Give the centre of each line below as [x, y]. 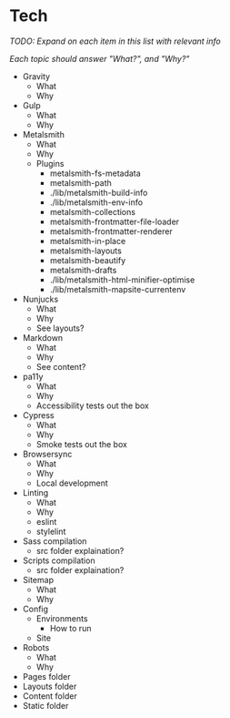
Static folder [45, 705]
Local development [72, 483]
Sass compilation [55, 541]
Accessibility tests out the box [93, 405]
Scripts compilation [59, 560]
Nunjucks [40, 299]
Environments [62, 618]
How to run [70, 628]
